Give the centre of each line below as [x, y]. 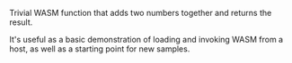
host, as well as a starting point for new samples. [100, 49]
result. [21, 22]
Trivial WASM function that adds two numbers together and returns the [141, 13]
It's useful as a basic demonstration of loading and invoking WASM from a [146, 39]
